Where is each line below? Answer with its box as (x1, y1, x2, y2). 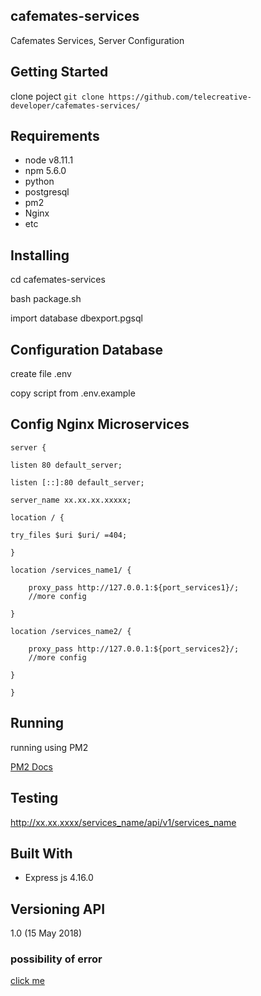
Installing (10, 247, 70, 264)
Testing (10, 790, 59, 807)
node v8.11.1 (24, 154, 74, 166)
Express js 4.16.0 (24, 872, 94, 884)
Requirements (10, 128, 100, 145)
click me (10, 975, 45, 987)
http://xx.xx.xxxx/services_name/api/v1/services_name (10, 816, 237, 828)
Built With (10, 845, 73, 862)
